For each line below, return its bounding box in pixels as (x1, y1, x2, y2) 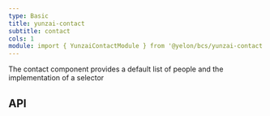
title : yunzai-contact (8, 19, 85, 28)
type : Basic (8, 11, 49, 20)
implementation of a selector (8, 73, 105, 83)
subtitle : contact (8, 27, 71, 35)
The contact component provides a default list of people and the (8, 64, 224, 74)
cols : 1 (8, 34, 35, 43)
